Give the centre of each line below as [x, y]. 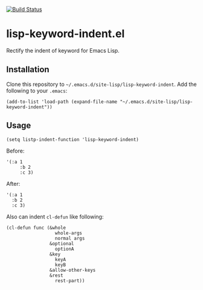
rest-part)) [70, 281]
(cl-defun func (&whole [36, 228]
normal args [70, 238]
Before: [15, 151]
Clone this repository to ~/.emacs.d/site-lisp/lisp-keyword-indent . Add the [101, 84]
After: [13, 183]
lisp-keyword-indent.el [66, 34]
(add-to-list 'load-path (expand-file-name [62, 102]
